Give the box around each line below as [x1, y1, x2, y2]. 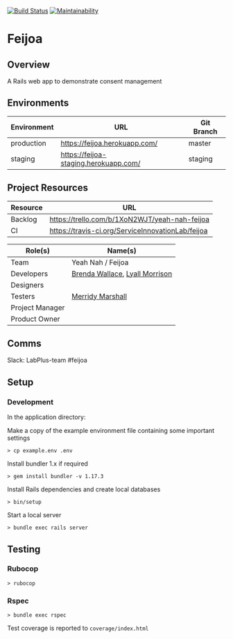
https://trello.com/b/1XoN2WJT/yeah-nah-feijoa [49, 214, 210, 224]
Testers [10, 291, 35, 301]
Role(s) [25, 246, 50, 255]
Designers [10, 280, 44, 290]
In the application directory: [7, 413, 86, 421]
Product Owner [10, 314, 60, 324]
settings [7, 434, 31, 442]
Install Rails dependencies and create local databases [7, 485, 161, 494]
